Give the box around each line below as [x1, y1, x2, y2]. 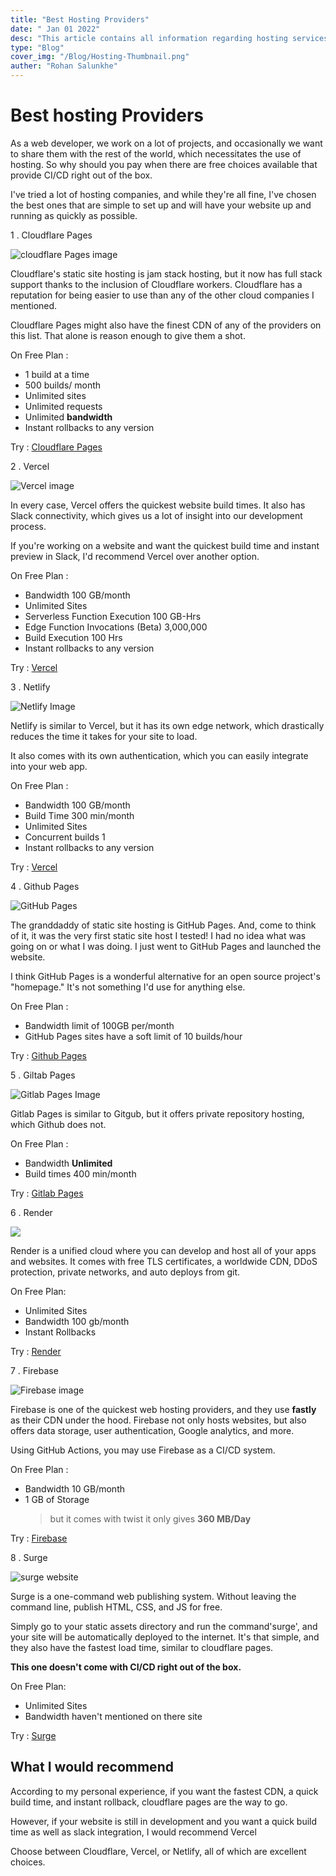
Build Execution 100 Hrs [24, 631, 123, 643]
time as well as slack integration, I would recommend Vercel [10, 1826, 257, 1838]
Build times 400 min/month [24, 1167, 137, 1180]
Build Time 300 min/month [24, 809, 135, 821]
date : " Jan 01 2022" [10, 24, 101, 34]
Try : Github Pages [10, 1049, 87, 1061]
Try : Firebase [10, 1532, 68, 1544]
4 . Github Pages [10, 880, 80, 892]
